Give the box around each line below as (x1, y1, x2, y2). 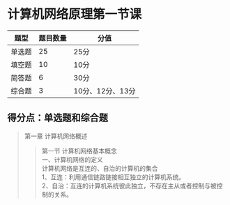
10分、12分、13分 (73, 86, 136, 96)
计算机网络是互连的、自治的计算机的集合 (41, 164, 158, 172)
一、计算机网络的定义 (41, 155, 103, 164)
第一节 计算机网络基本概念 (41, 146, 117, 155)
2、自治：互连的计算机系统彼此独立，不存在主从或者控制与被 (41, 181, 217, 190)
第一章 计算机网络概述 (24, 132, 88, 140)
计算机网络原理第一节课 (7, 6, 142, 22)
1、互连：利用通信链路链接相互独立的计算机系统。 (41, 172, 185, 181)
